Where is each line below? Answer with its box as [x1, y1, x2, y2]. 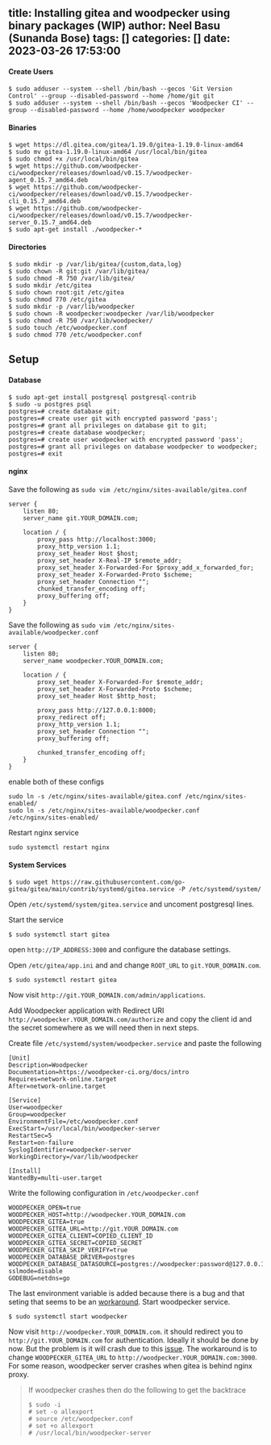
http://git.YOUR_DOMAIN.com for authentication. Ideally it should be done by [8, 1335, 259, 1345]
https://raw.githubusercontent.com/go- [51, 878, 186, 886]
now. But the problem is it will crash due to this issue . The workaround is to [8, 1344, 257, 1353]
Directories [8, 242, 47, 252]
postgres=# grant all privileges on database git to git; [8, 421, 207, 430]
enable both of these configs [8, 777, 105, 786]
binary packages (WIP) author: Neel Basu [8, 19, 220, 33]
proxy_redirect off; [37, 713, 106, 721]
